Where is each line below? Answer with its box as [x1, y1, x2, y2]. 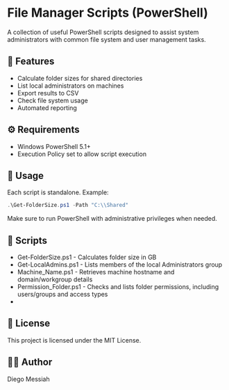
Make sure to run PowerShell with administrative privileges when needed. [7, 214, 217, 223]
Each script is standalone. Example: [7, 188, 109, 196]
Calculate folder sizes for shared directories [17, 74, 143, 82]
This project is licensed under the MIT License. [7, 336, 142, 344]
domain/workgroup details [17, 275, 93, 283]
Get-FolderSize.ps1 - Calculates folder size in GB [17, 253, 157, 262]
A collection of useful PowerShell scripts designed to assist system [7, 28, 199, 36]
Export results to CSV [17, 88, 79, 97]
